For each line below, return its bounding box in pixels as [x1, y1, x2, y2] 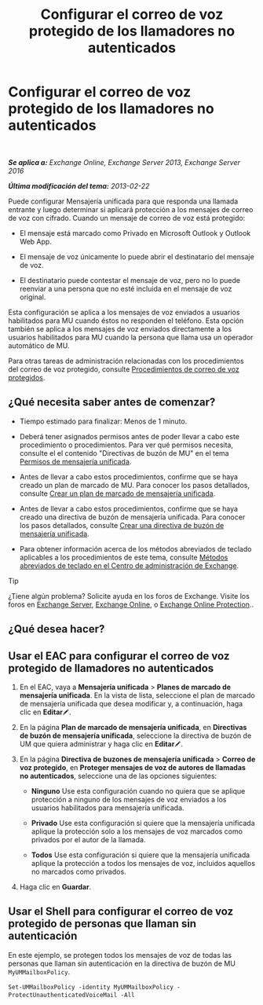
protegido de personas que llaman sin [8, 917, 197, 930]
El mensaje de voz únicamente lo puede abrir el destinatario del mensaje [19, 251, 255, 261]
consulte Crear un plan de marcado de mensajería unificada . [19, 489, 216, 498]
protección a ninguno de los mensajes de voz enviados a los [31, 794, 227, 804]
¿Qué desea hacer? [8, 622, 105, 636]
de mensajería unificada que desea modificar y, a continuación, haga [19, 699, 243, 708]
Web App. [19, 237, 53, 246]
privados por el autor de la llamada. [31, 834, 146, 844]
